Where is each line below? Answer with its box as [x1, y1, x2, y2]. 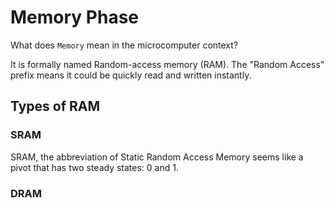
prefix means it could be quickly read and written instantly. [10, 69, 252, 81]
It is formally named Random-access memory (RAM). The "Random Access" [10, 58, 325, 70]
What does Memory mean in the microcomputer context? [10, 39, 239, 51]
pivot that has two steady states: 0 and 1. [10, 161, 179, 173]
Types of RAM [10, 98, 101, 115]
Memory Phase [10, 6, 140, 29]
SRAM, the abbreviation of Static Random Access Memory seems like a [10, 151, 304, 163]
